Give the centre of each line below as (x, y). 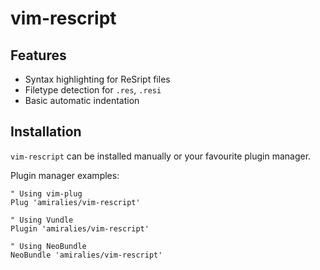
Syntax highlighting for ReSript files (97, 79)
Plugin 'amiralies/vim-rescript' (80, 228)
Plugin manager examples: (65, 175)
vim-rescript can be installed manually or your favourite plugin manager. (161, 156)
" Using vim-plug (46, 193)
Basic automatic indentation (82, 100)
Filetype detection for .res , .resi (93, 90)
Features (38, 55)
